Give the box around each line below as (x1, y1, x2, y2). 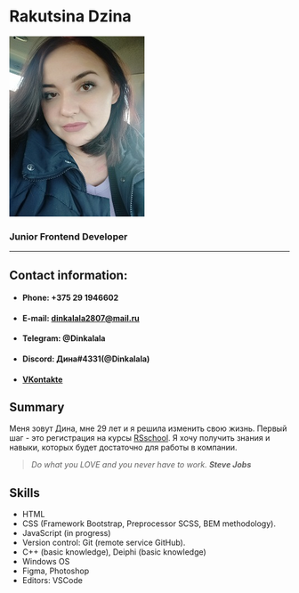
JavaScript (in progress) (21, 528, 111, 539)
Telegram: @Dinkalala (21, 333, 106, 344)
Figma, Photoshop (21, 565, 90, 576)
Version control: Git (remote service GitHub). (21, 537, 186, 548)
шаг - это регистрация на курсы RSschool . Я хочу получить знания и (9, 433, 271, 443)
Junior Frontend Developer (9, 230, 128, 242)
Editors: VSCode (21, 575, 83, 586)
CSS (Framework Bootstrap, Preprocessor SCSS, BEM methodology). (21, 518, 276, 529)
